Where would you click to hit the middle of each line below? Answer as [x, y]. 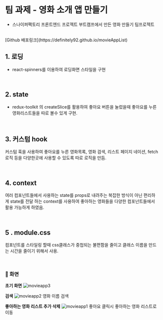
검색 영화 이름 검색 [37, 296]
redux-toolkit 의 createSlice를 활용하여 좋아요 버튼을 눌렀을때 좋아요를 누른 [84, 107]
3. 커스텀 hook [26, 139]
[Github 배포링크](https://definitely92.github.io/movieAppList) [66, 40]
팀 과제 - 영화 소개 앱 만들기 [57, 10]
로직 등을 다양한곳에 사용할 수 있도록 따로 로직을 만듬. [56, 158]
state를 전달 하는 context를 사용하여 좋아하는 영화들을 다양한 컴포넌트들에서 [82, 201]
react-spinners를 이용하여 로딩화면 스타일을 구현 [59, 69]
